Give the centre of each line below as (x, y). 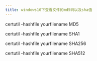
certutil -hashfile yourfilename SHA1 (42, 33)
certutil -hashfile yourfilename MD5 (42, 24)
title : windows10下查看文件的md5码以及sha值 (49, 10)
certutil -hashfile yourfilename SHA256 (46, 43)
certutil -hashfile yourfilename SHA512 (45, 53)
